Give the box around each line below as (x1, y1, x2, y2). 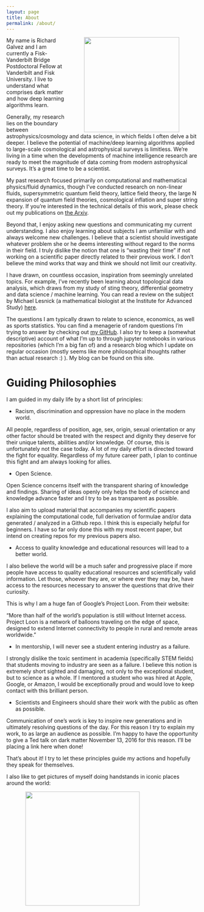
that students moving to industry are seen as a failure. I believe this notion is (6, 661, 197, 669)
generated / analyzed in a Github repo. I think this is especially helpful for (6, 520, 190, 527)
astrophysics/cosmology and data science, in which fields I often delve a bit (6, 133, 197, 140)
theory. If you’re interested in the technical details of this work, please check (6, 203, 199, 210)
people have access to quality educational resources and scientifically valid (6, 569, 196, 576)
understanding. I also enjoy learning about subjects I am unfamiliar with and (6, 228, 196, 235)
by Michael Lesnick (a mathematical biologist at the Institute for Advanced (6, 298, 192, 305)
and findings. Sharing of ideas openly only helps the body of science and (6, 488, 190, 496)
